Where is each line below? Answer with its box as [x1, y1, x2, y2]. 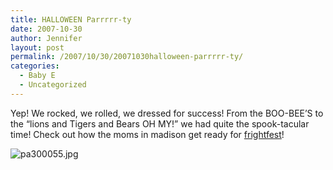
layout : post [10, 42, 65, 53]
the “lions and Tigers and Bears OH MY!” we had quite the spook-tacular [10, 117, 310, 130]
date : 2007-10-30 [10, 24, 83, 34]
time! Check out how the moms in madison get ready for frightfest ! [10, 128, 285, 140]
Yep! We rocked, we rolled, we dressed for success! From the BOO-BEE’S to [10, 107, 324, 119]
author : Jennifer [10, 33, 83, 43]
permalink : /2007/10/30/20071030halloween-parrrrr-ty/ [10, 52, 244, 62]
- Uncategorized [19, 80, 87, 90]
